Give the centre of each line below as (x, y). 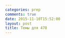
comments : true (21, 14)
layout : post (18, 23)
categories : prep (23, 10)
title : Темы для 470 (26, 28)
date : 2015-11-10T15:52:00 (33, 19)
